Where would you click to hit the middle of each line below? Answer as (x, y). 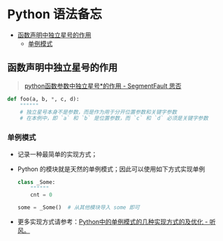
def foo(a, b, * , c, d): (43, 99)
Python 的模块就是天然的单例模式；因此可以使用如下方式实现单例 (111, 169)
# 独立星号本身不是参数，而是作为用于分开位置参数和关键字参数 (98, 112)
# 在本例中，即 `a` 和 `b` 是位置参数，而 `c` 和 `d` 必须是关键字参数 (114, 118)
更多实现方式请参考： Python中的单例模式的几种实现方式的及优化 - (113, 222)
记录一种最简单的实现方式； (57, 154)
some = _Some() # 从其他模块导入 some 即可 (78, 208)
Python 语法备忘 (55, 14)
